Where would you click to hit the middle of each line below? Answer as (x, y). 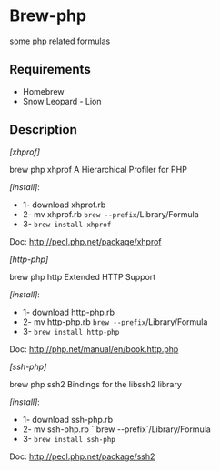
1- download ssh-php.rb (68, 419)
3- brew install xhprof (67, 224)
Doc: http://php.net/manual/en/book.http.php (94, 349)
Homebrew (43, 91)
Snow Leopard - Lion (62, 101)
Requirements (50, 70)
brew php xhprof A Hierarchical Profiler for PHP (99, 169)
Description (43, 130)
